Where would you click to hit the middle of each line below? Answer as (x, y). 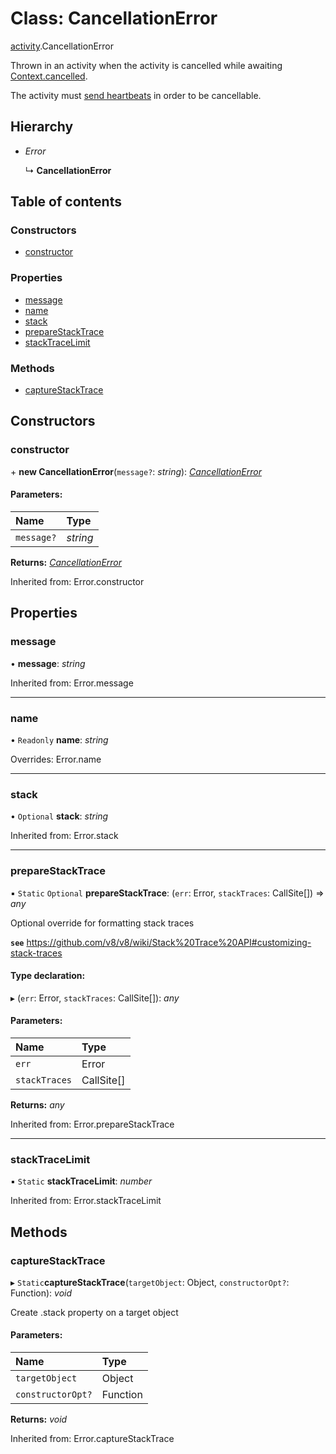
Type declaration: (48, 976)
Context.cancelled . (49, 76)
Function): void (41, 1293)
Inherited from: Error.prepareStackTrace (92, 1124)
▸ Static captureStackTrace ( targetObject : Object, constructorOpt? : (150, 1282)
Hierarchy (42, 127)
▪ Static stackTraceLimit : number (81, 1181)
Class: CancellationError (114, 18)
